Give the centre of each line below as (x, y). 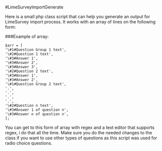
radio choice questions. (29, 143)
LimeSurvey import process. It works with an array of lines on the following (81, 22)
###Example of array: (27, 37)
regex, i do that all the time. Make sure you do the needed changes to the (79, 133)
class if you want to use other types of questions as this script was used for (81, 138)
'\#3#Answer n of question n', (37, 114)
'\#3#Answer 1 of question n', (37, 110)
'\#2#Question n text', (29, 105)
